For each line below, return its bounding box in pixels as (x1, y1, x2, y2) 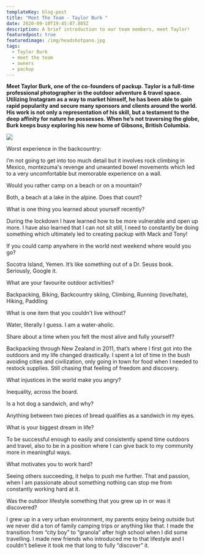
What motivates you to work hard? (6, 461, 93, 468)
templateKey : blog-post (6, 9, 67, 15)
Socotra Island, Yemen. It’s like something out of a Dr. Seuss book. (6, 261, 174, 268)
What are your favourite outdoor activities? (6, 279, 114, 287)
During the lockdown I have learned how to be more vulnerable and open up (6, 217, 198, 225)
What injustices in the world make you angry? (6, 376, 121, 383)
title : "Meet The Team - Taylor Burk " (6, 15, 108, 21)
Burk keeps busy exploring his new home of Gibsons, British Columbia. (6, 122, 191, 129)
